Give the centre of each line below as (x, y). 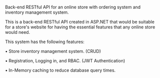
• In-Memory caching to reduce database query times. (60, 70)
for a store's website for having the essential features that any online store (80, 27)
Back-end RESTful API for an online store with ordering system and (73, 7)
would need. (18, 32)
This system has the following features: (45, 42)
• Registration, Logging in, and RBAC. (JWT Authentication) (65, 61)
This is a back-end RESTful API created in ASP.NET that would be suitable (80, 22)
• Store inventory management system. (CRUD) (53, 51)
